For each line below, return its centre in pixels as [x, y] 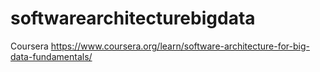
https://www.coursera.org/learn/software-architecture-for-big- [180, 46]
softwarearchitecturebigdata [133, 18]
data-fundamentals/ [51, 56]
